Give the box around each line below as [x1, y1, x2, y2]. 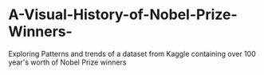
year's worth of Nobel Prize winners [8, 57, 127, 67]
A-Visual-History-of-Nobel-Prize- [8, 6, 238, 24]
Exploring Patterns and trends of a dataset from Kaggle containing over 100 [8, 49, 257, 58]
